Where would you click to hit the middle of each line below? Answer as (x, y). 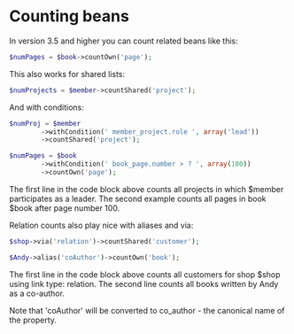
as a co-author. (37, 293)
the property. (33, 320)
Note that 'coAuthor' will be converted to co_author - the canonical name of (147, 310)
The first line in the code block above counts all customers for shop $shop (145, 274)
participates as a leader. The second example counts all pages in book (138, 198)
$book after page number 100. (65, 208)
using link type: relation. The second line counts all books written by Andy (144, 284)
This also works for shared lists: (67, 74)
